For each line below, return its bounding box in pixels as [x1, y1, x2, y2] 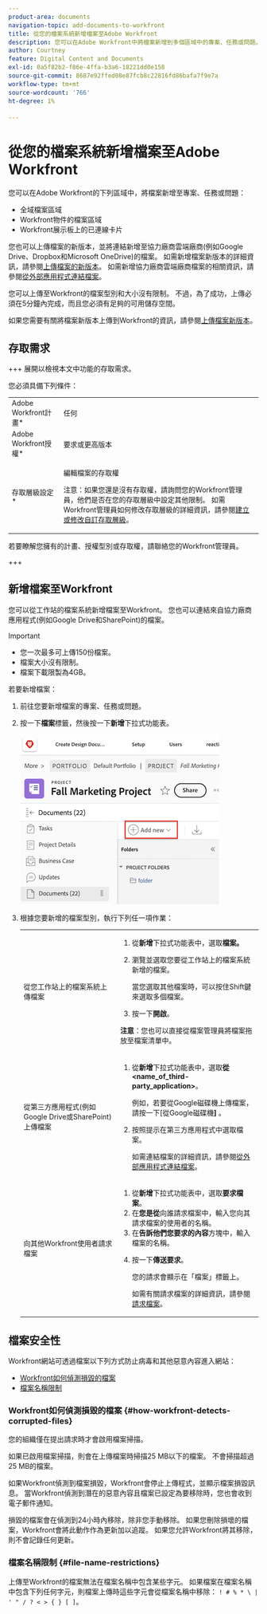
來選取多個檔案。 [131, 992, 188, 1002]
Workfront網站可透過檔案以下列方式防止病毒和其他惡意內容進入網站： [8, 1356, 237, 1366]
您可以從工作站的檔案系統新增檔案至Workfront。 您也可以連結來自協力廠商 [8, 604, 253, 614]
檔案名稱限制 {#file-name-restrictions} [8, 1557, 161, 1569]
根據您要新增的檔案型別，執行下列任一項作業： [19, 913, 173, 923]
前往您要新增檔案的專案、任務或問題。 [19, 701, 145, 711]
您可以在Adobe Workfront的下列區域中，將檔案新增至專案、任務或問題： [8, 188, 246, 198]
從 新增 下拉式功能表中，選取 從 [131, 1062, 230, 1072]
